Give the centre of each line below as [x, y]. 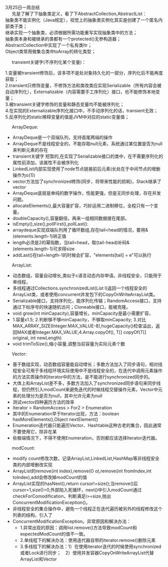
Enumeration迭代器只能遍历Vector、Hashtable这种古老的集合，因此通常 [87, 425]
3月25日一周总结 [23, 7]
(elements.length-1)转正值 [39, 236]
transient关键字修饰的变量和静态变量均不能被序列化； [69, 104]
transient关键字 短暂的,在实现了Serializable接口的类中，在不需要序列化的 [88, 156]
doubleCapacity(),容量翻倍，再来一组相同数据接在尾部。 [71, 218]
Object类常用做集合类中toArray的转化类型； [51, 51]
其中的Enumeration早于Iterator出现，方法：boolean [66, 414]
